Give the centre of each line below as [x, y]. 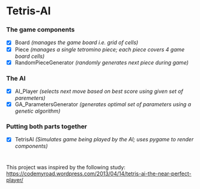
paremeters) [30, 98]
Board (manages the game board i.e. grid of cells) [76, 42]
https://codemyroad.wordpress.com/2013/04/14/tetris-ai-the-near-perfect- [99, 173]
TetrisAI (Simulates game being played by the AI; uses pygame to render [104, 140]
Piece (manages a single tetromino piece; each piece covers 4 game [100, 49]
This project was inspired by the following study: [66, 167]
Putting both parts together [47, 126]
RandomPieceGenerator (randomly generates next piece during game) [102, 62]
